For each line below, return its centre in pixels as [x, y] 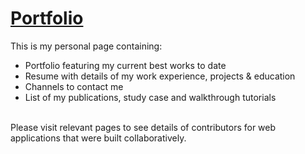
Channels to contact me [74, 86]
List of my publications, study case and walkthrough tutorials [150, 97]
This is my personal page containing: [86, 46]
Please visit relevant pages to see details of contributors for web [143, 127]
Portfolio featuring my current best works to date [125, 65]
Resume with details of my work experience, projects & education [160, 76]
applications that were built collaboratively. [98, 138]
